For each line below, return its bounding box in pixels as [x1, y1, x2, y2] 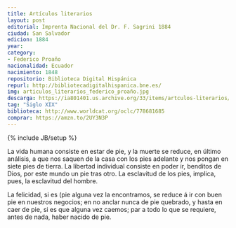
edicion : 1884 [7, 36, 49, 43]
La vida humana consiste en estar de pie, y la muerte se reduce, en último [7, 147, 221, 155]
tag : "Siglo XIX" [7, 101, 58, 108]
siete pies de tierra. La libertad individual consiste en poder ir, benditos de [7, 162, 222, 170]
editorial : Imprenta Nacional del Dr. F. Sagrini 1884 [7, 23, 171, 30]
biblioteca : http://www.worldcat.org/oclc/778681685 [7, 108, 165, 115]
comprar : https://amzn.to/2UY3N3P [7, 114, 109, 121]
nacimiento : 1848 [7, 69, 58, 76]
